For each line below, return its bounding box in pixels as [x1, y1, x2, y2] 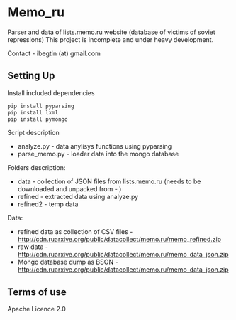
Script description [7, 129, 60, 137]
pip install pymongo [7, 115, 69, 123]
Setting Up [7, 70, 55, 82]
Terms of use [7, 286, 67, 298]
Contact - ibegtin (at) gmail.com [7, 49, 101, 58]
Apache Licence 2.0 [7, 305, 66, 314]
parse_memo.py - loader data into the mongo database [17, 150, 179, 159]
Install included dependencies [7, 88, 95, 97]
